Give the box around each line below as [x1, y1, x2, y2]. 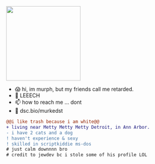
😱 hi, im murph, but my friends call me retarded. [14, 86, 134, 92]
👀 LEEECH [14, 92, 40, 99]
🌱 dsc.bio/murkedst [14, 107, 64, 114]
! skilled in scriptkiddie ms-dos [6, 141, 92, 147]
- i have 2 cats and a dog [6, 129, 73, 136]
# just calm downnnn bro [6, 146, 68, 153]
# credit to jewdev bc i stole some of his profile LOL [6, 152, 147, 158]
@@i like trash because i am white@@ [6, 119, 100, 125]
